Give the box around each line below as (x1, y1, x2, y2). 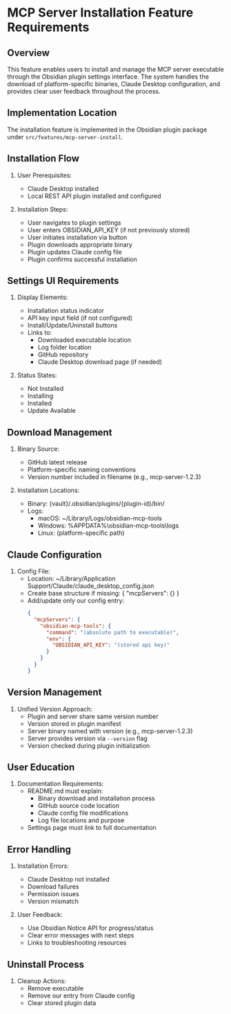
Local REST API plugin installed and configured (27, 192, 161, 200)
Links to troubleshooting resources (27, 939, 127, 947)
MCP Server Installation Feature (7, 5, 194, 21)
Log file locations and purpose (37, 816, 125, 824)
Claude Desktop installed (27, 184, 99, 192)
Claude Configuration (7, 549, 102, 560)
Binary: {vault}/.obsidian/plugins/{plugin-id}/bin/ (27, 500, 165, 508)
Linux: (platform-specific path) (37, 529, 125, 537)
